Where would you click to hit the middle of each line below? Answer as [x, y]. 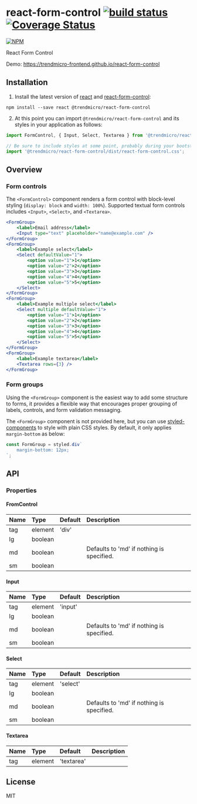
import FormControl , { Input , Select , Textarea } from [74, 135]
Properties [21, 490]
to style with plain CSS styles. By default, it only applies [105, 427]
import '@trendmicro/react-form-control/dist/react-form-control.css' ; [95, 151]
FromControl [22, 504]
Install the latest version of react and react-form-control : [83, 96]
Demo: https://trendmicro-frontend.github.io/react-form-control [83, 64]
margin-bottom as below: [35, 434]
